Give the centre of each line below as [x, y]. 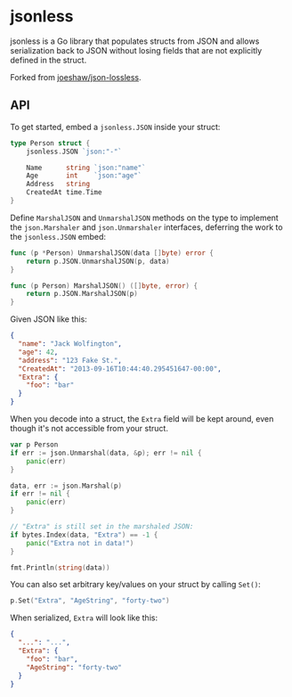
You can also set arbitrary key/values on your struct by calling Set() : [135, 585]
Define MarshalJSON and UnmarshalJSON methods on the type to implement [144, 217]
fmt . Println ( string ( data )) [60, 568]
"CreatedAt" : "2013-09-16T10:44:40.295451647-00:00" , [120, 369]
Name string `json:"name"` [86, 168]
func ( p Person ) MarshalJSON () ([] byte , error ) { [104, 286]
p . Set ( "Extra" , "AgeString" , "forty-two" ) [90, 601]
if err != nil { [40, 494]
